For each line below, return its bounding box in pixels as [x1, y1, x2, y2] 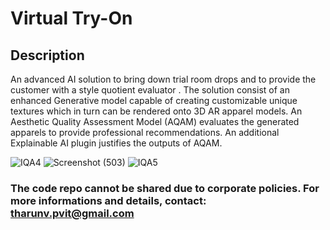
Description [10, 47, 85, 64]
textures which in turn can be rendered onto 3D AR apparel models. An [10, 105, 303, 117]
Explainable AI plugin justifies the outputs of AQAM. [10, 137, 223, 149]
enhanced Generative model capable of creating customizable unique [10, 95, 298, 106]
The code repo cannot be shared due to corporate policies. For [10, 181, 320, 195]
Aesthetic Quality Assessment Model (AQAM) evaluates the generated [10, 116, 300, 127]
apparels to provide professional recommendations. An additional [10, 127, 280, 138]
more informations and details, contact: [10, 193, 207, 207]
